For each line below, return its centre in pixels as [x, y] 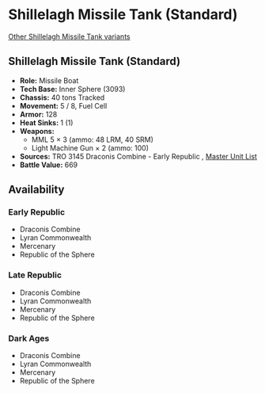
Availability [36, 190]
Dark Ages [29, 338]
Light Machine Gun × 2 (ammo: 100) [90, 147]
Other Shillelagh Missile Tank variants [69, 36]
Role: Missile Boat [49, 80]
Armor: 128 [38, 114]
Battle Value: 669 [49, 165]
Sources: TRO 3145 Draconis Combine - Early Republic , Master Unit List [138, 156]
